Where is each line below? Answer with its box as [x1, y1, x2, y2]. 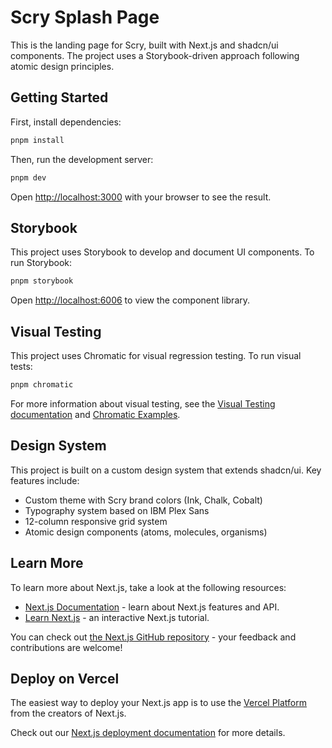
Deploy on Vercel [10, 670, 120, 687]
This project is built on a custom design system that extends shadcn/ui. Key [10, 464, 322, 476]
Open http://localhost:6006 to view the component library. [10, 294, 251, 306]
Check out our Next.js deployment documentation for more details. [10, 727, 286, 739]
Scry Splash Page [10, 6, 160, 29]
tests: [10, 361, 33, 372]
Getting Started [10, 89, 109, 106]
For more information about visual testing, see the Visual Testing [10, 397, 276, 410]
